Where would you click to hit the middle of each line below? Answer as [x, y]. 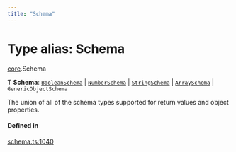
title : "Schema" [31, 14]
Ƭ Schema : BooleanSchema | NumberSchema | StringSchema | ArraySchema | [111, 82]
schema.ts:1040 [31, 141]
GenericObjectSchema [38, 89]
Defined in [23, 126]
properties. [23, 110]
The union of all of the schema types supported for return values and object [118, 102]
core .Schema [27, 69]
